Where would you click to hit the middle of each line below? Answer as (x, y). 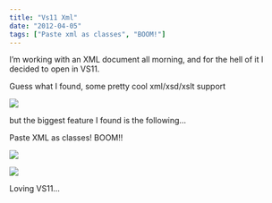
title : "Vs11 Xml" (43, 17)
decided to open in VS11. (55, 69)
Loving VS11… (35, 189)
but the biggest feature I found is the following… (98, 121)
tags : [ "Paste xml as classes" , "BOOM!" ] (88, 34)
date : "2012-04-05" (46, 26)
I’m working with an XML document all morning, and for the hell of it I (136, 60)
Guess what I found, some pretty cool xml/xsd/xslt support (118, 87)
